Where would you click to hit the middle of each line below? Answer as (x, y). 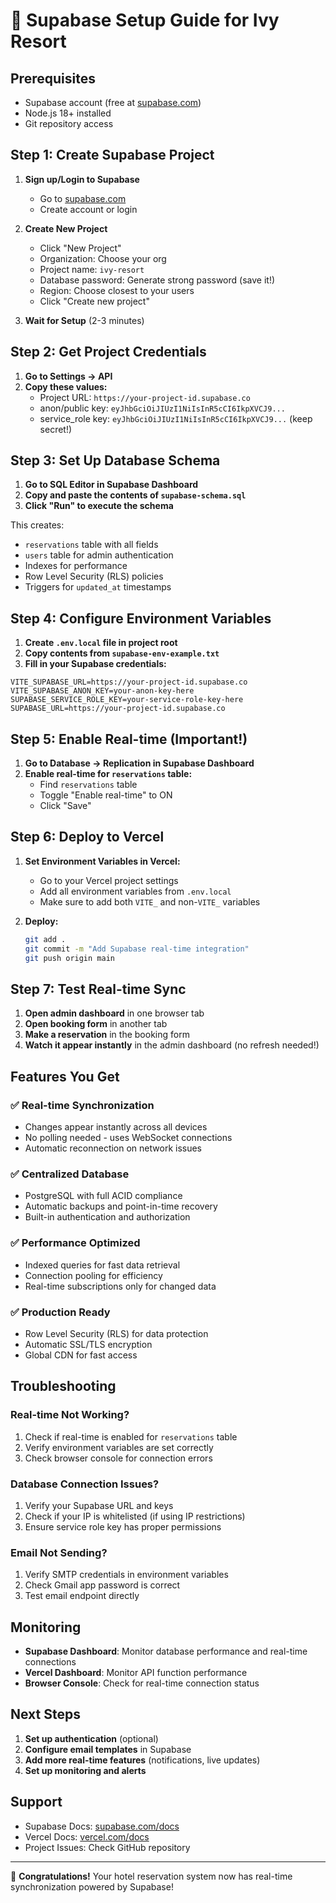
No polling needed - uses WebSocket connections (128, 1137)
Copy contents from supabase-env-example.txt (122, 653)
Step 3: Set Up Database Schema (115, 460)
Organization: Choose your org (103, 258)
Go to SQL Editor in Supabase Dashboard (111, 485)
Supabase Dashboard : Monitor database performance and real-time (166, 1651)
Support (36, 1802)
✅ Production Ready (60, 1312)
